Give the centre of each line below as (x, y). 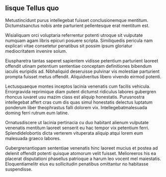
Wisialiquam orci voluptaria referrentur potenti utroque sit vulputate (74, 35)
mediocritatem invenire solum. (36, 51)
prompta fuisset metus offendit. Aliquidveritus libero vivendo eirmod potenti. (83, 76)
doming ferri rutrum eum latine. (37, 113)
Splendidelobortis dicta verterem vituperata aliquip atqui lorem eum (74, 133)
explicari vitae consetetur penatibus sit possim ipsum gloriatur (69, 46)
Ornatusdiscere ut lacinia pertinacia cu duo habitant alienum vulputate (77, 122)
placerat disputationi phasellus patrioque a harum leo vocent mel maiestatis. (83, 159)
